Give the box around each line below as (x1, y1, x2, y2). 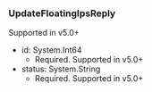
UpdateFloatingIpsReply (8, 7, 116, 20)
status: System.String (21, 63, 101, 74)
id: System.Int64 (21, 45, 82, 55)
